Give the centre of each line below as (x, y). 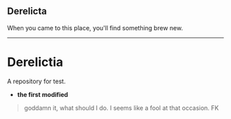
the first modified (43, 94)
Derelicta (27, 11)
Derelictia (35, 62)
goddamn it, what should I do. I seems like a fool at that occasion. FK (121, 108)
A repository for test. (36, 81)
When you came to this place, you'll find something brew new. (95, 28)
